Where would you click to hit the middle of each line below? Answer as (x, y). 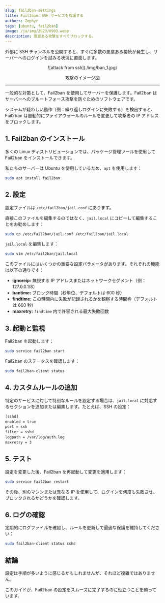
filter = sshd (20, 432)
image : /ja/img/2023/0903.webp (37, 31)
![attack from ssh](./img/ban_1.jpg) (82, 67)
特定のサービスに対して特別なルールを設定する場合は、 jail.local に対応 (79, 400)
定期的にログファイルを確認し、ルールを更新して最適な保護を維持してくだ (80, 528)
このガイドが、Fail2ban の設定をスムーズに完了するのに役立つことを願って (81, 590)
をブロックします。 (24, 122)
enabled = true (21, 422)
